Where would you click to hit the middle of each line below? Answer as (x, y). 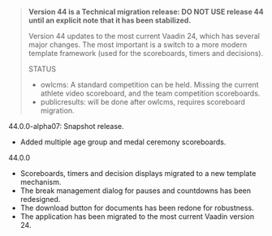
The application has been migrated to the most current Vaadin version (137, 217)
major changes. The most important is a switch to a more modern (138, 45)
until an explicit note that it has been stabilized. (110, 20)
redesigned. (40, 199)
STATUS (42, 69)
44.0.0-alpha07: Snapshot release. (66, 126)
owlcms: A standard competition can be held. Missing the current (149, 85)
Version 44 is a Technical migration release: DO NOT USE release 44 (146, 12)
